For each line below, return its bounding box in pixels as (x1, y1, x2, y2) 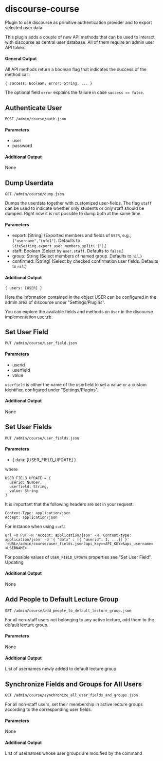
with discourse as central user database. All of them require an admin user (5, 39, 155, 45)
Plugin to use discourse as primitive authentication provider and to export (5, 19, 152, 25)
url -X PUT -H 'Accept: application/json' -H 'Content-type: (5, 533, 132, 538)
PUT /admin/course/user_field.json (5, 341, 77, 346)
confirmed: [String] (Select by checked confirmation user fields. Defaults (12, 258, 159, 264)
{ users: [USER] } (5, 286, 42, 290)
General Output (5, 55, 37, 61)
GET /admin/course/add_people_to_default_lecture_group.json (5, 608, 132, 613)
